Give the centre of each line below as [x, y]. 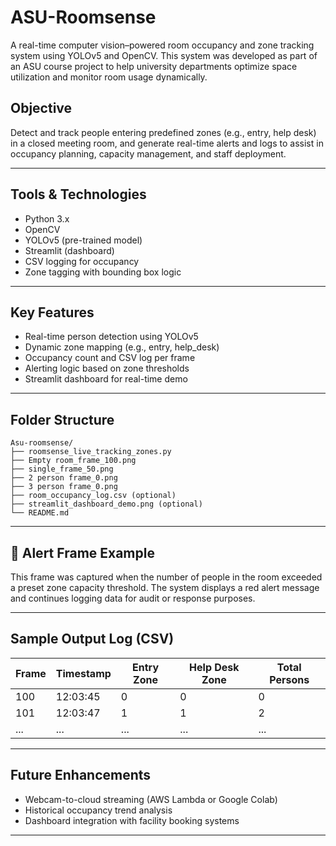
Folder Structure [62, 419]
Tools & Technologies [78, 194]
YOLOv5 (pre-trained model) [83, 240]
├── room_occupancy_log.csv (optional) [93, 496]
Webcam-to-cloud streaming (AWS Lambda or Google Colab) [151, 799]
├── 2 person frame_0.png [64, 478]
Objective [41, 108]
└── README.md [40, 513]
